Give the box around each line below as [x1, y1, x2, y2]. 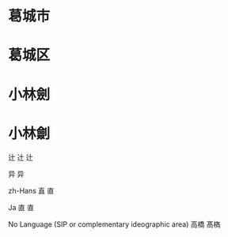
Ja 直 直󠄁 [8, 202, 34, 212]
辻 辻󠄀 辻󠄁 [8, 152, 33, 162]
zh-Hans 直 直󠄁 [8, 186, 55, 195]
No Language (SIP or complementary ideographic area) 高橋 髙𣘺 [8, 219, 221, 229]
